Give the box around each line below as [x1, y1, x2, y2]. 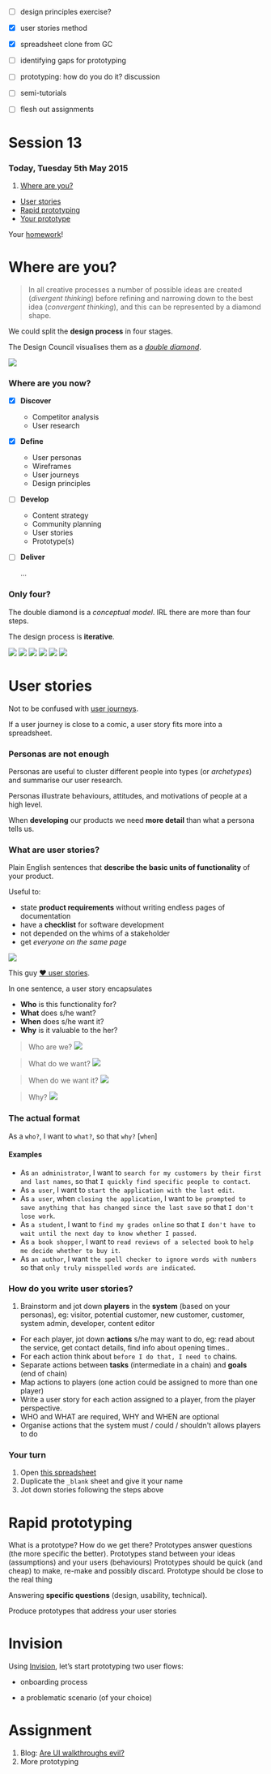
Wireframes [32, 462, 72, 471]
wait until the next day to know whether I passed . [19, 1228, 197, 1238]
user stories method [19, 24, 87, 33]
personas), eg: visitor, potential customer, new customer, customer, [19, 1310, 245, 1320]
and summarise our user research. [8, 775, 124, 785]
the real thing [8, 1574, 53, 1585]
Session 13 [8, 133, 83, 152]
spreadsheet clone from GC [19, 40, 113, 50]
